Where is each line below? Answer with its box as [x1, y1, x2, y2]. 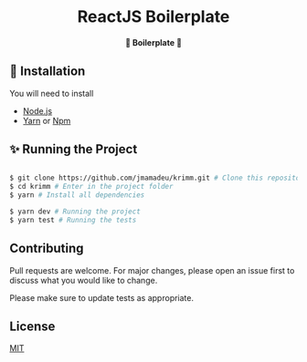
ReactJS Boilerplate [77, 6, 230, 27]
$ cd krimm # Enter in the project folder [9, 182, 174, 191]
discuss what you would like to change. [9, 274, 158, 285]
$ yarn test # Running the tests [9, 215, 137, 224]
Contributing [9, 241, 84, 256]
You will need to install [9, 88, 94, 98]
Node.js [22, 105, 53, 116]
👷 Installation [9, 64, 86, 79]
